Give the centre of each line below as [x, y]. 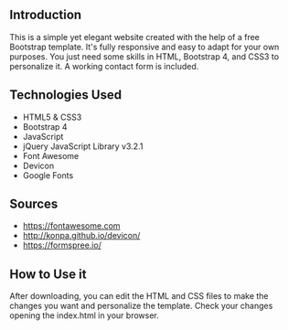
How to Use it [48, 274]
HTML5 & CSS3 [52, 117]
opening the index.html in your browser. [85, 315]
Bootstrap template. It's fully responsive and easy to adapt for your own [144, 47]
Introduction [46, 15]
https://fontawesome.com [71, 226]
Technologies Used [65, 95]
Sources [34, 204]
